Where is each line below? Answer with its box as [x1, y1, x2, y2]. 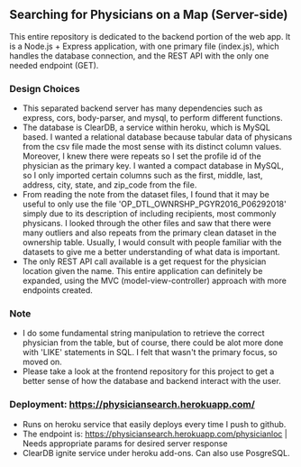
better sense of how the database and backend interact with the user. [22, 376, 281, 387]
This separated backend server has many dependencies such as [22, 103, 263, 114]
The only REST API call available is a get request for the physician [22, 256, 267, 267]
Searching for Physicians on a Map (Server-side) [9, 7, 288, 23]
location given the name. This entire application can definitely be [22, 266, 263, 277]
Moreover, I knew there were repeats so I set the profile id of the [22, 151, 261, 161]
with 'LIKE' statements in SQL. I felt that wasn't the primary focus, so [22, 347, 278, 358]
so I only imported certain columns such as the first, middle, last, [22, 170, 263, 181]
